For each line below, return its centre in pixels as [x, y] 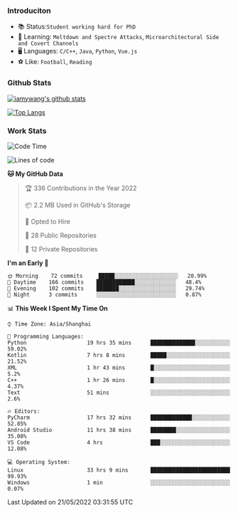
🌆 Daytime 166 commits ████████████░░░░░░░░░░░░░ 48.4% [104, 282]
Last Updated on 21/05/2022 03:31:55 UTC [70, 502]
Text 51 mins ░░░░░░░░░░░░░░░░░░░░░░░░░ [119, 393]
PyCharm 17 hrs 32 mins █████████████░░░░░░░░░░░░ [119, 418]
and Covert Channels [48, 44]
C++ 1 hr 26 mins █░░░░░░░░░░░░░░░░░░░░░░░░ [119, 380]
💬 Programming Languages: [45, 336]
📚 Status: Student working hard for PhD [77, 26]
